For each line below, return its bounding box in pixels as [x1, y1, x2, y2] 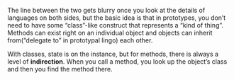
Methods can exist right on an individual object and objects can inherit [7, 28, 213, 37]
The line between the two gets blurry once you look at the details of [7, 6, 206, 14]
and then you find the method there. [7, 65, 113, 73]
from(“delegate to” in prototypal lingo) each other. [7, 36, 153, 45]
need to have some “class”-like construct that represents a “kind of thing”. [7, 21, 224, 29]
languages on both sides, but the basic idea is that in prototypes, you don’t [7, 13, 226, 22]
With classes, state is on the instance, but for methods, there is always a [7, 50, 218, 58]
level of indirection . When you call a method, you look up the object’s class [7, 57, 228, 66]
